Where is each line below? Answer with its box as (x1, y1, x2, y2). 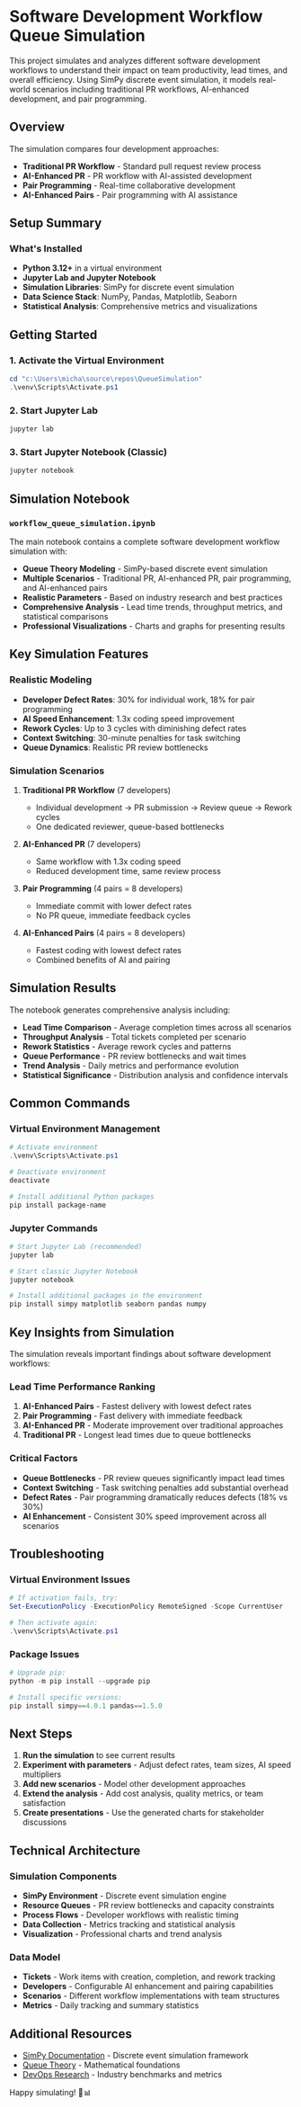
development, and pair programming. (9, 93, 147, 104)
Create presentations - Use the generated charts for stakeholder (22, 1808, 265, 1818)
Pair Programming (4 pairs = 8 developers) (22, 883, 183, 894)
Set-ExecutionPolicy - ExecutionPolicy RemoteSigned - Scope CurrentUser (9, 1603, 283, 1611)
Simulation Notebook (9, 491, 130, 506)
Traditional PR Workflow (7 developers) (22, 784, 172, 795)
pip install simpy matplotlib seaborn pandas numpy (9, 1299, 207, 1309)
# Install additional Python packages (9, 1192, 155, 1201)
